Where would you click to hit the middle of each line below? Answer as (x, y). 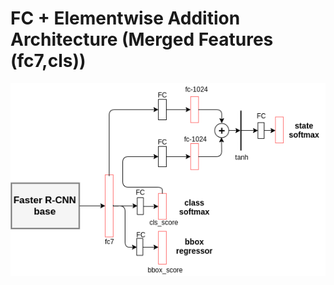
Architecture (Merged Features (142, 39)
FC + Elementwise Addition (125, 18)
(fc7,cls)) (48, 61)
